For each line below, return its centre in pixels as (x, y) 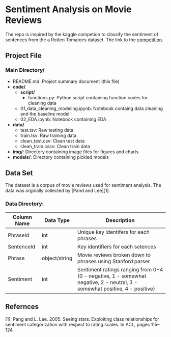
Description (120, 220)
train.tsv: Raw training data (48, 135)
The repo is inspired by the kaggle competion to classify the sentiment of (82, 34)
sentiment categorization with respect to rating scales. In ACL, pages (78, 324)
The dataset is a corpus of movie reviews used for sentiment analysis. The (83, 185)
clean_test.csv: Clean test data (52, 141)
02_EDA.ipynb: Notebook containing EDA (63, 119)
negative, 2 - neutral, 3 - (107, 282)
